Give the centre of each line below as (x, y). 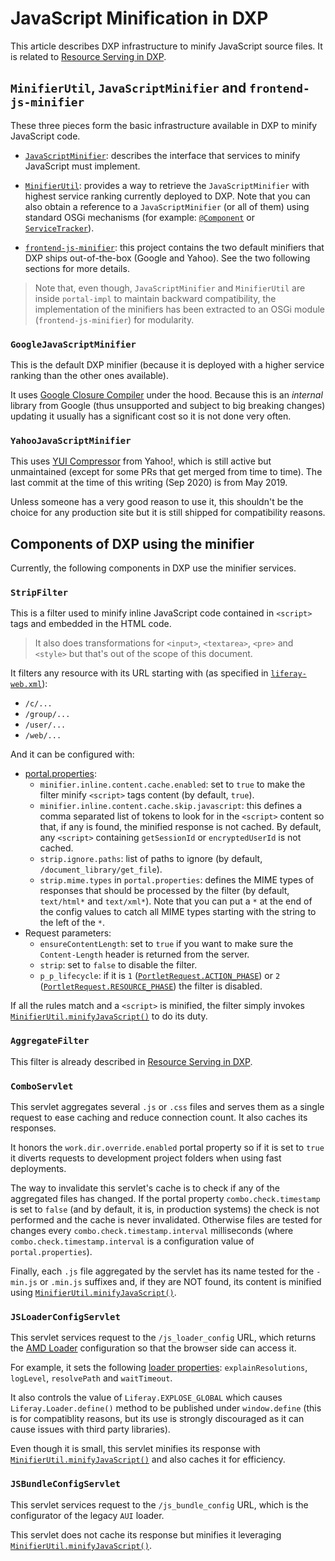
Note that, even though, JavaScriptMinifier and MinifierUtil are (170, 288)
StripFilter (39, 593)
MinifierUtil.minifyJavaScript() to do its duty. (109, 1016)
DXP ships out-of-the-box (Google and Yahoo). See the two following (167, 258)
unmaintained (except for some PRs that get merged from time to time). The (166, 472)
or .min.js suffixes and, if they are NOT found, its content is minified (180, 1282)
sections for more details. (77, 268)
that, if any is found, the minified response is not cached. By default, (180, 827)
